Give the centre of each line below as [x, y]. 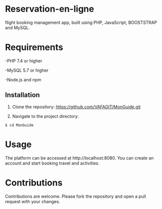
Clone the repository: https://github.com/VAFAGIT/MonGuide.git [76, 107]
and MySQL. [18, 27]
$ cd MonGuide [20, 125]
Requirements [34, 47]
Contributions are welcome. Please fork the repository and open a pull [76, 196]
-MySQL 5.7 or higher [27, 70]
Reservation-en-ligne [50, 9]
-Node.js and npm [23, 79]
